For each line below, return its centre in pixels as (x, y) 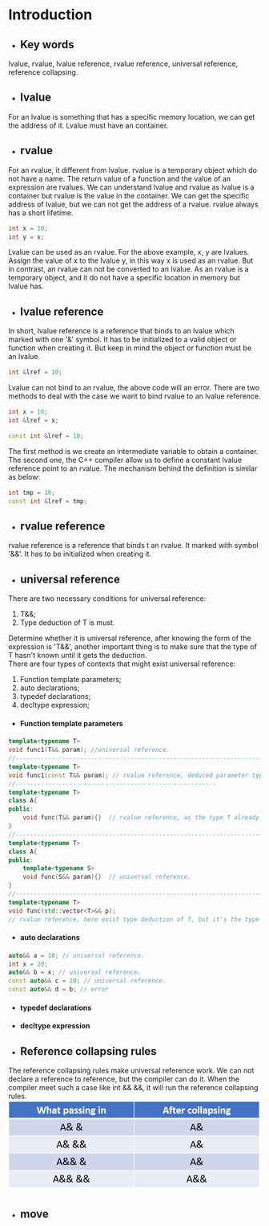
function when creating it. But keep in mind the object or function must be (130, 348)
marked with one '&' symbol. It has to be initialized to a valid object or (122, 340)
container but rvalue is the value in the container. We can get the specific (129, 195)
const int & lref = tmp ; (48, 501)
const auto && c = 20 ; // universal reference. (87, 981)
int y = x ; (26, 237)
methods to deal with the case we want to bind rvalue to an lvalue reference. (134, 396)
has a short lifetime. (41, 213)
